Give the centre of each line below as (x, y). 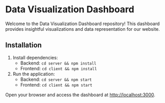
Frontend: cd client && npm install (58, 68)
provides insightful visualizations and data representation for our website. (82, 29)
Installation (23, 45)
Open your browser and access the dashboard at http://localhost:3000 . (80, 95)
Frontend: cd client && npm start (56, 85)
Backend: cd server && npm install (58, 63)
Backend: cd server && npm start (56, 79)
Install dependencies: (35, 57)
